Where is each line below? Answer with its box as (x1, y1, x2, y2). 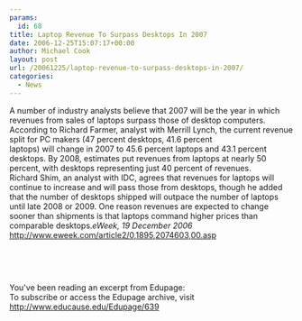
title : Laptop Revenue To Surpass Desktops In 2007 (9, 30, 207, 39)
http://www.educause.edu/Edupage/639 (9, 301, 160, 312)
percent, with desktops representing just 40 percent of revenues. (9, 162, 252, 173)
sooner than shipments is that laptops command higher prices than (9, 210, 259, 221)
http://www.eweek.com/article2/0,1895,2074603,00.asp (9, 229, 217, 240)
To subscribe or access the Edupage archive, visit (9, 291, 196, 302)
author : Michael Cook (9, 47, 91, 56)
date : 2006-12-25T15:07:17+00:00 (9, 38, 135, 48)
